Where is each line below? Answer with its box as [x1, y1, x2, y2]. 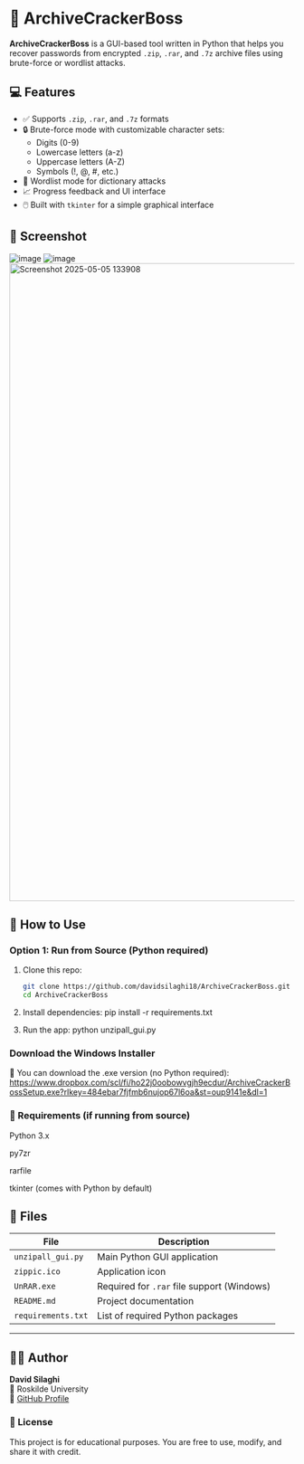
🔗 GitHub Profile [9, 1393, 70, 1404]
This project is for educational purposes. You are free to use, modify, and [9, 1436, 282, 1447]
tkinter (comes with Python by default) [9, 1183, 153, 1193]
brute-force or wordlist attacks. [9, 57, 127, 68]
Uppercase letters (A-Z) [35, 156, 125, 166]
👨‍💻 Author [9, 1350, 69, 1365]
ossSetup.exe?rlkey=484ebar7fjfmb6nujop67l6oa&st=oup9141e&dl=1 [9, 1087, 268, 1098]
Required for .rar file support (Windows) [96, 1280, 271, 1293]
